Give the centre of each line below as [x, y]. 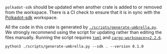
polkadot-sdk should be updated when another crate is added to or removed [83, 7]
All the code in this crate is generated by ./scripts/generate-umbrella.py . [82, 27]
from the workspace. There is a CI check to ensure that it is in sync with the [83, 12]
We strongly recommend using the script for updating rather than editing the [83, 32]
